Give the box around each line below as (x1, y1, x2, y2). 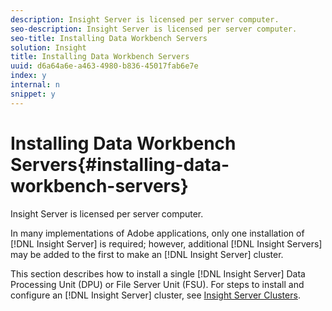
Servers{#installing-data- (10, 153, 230, 176)
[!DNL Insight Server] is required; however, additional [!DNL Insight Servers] (10, 237, 323, 250)
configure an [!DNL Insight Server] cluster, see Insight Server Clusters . (10, 289, 301, 301)
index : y (10, 71, 47, 81)
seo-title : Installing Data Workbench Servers (10, 33, 208, 43)
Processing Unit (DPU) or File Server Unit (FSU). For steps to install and (10, 278, 305, 290)
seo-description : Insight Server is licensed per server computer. (10, 24, 298, 34)
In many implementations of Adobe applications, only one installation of (10, 227, 305, 239)
